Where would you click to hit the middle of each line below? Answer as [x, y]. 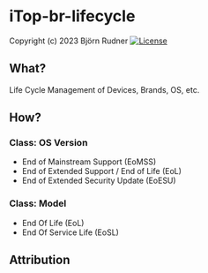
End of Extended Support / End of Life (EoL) [102, 171]
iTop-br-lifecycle [72, 16]
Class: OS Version [48, 143]
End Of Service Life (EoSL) [70, 232]
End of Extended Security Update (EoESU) [99, 181]
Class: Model [38, 203]
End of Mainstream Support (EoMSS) [89, 162]
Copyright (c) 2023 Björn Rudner [69, 41]
